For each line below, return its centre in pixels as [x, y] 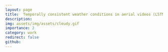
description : [19, 19]
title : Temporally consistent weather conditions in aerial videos [78, 14]
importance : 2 [20, 28]
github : [13, 42]
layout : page [19, 10]
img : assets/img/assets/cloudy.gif [42, 24]
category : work [21, 33]
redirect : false [22, 38]
